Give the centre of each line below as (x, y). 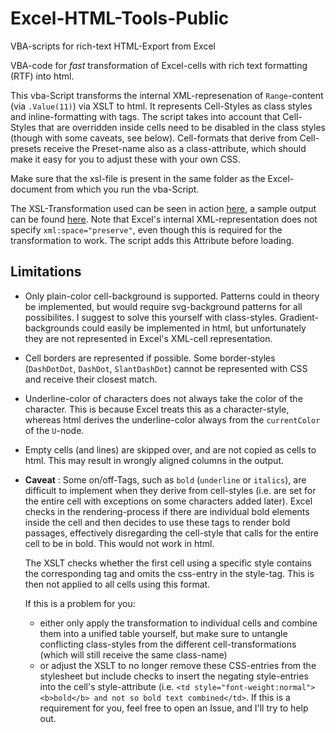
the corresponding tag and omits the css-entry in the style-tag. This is (169, 573)
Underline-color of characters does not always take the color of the (163, 398)
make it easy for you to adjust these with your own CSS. (125, 159)
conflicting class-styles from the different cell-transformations (168, 644)
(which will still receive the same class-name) (133, 654)
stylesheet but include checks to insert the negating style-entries (174, 676)
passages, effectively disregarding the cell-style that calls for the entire (171, 533)
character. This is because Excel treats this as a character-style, (157, 409)
